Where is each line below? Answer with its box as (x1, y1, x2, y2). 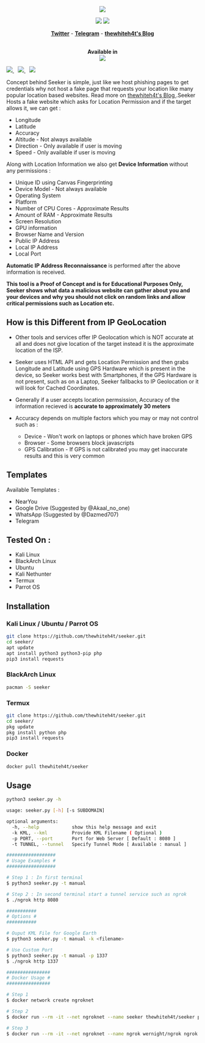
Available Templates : (6, 486, 60, 493)
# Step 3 (6, 1025, 29, 1031)
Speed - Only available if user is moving (15, 149, 116, 156)
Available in (87, 48, 118, 55)
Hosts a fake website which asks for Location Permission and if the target (6, 98, 192, 105)
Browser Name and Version (15, 231, 84, 238)
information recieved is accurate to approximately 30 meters (15, 403, 171, 410)
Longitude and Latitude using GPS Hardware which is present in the (15, 365, 186, 372)
